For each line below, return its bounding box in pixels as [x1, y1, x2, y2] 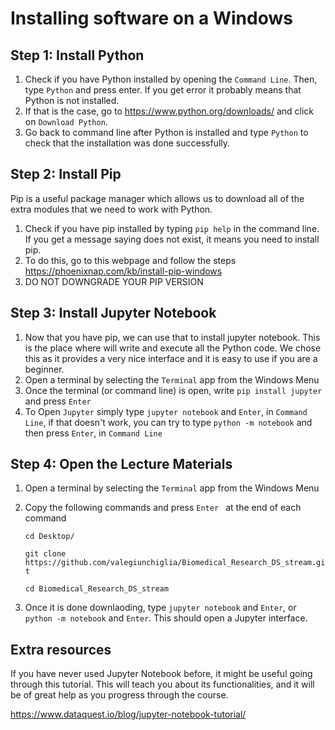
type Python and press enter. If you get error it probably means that [24, 84, 302, 96]
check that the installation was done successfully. [24, 137, 231, 149]
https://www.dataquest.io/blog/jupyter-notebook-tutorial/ [10, 708, 247, 721]
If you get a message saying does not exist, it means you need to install [24, 233, 320, 245]
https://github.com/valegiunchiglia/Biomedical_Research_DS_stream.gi [24, 558, 326, 568]
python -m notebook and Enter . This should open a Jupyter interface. [24, 612, 308, 624]
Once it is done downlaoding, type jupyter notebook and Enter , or [24, 602, 297, 614]
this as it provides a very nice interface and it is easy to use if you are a [24, 352, 318, 364]
